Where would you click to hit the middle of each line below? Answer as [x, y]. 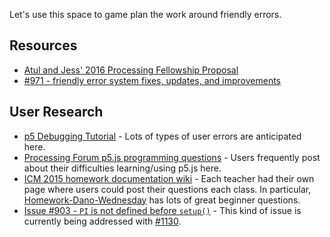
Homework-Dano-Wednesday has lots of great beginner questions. [162, 200]
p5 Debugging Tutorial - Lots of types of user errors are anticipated [162, 136]
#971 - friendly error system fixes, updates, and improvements [152, 80]
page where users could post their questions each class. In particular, [167, 189]
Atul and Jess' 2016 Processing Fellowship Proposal [131, 70]
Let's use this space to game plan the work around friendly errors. [145, 14]
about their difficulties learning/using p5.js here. [122, 168]
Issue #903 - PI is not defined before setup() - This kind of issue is [162, 210]
